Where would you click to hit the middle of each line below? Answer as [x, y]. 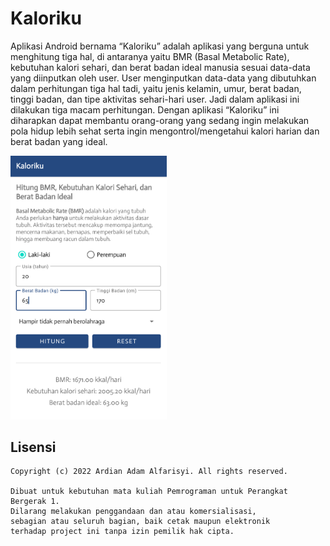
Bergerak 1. [35, 502]
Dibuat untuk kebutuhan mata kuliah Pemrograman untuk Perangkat [149, 492]
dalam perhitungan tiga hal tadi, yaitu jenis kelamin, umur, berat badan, [156, 88]
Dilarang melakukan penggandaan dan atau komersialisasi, [133, 512]
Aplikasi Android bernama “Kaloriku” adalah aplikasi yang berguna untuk [160, 46]
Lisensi [33, 447]
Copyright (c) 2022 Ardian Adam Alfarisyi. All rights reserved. [149, 472]
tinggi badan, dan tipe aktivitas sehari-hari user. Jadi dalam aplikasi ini [155, 99]
